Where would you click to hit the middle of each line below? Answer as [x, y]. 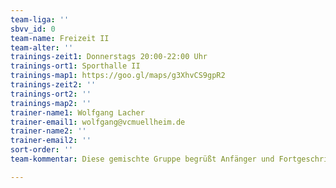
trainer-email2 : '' [51, 141]
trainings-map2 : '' [51, 103]
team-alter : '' [42, 47]
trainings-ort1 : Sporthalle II [75, 66]
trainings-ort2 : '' [51, 94]
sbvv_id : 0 [33, 29]
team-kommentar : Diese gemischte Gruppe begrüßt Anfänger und [142, 159]
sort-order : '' [42, 150]
